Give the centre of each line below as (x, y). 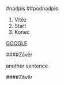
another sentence (27, 66)
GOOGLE (17, 43)
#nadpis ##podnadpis (32, 8)
